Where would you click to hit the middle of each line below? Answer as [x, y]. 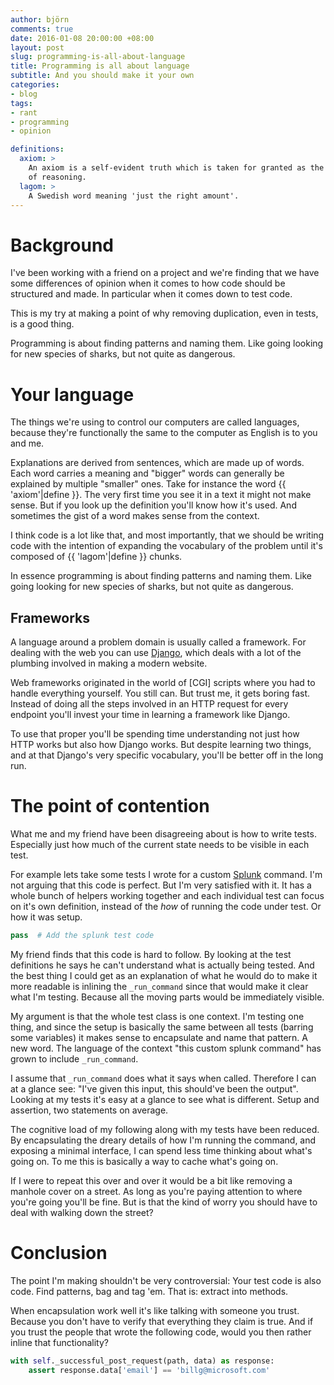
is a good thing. [42, 324]
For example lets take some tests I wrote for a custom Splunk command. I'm [166, 874]
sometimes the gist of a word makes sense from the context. [135, 516]
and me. [27, 443]
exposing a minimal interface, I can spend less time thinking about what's [161, 1150]
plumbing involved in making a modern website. [109, 663]
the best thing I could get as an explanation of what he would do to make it [164, 975]
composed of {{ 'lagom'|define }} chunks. [96, 557]
